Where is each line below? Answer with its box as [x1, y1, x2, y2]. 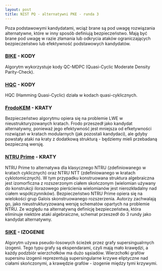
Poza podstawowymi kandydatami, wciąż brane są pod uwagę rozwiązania [5, 25, 155, 31]
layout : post [5, 7, 32, 12]
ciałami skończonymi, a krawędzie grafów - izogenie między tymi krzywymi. [5, 260, 158, 266]
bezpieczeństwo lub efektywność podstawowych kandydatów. [5, 40, 131, 46]
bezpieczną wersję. [5, 141, 44, 147]
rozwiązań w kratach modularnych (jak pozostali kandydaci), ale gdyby [5, 131, 147, 137]
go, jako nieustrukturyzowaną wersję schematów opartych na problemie [5, 201, 150, 207]
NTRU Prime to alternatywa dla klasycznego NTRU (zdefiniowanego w [5, 164, 146, 171]
